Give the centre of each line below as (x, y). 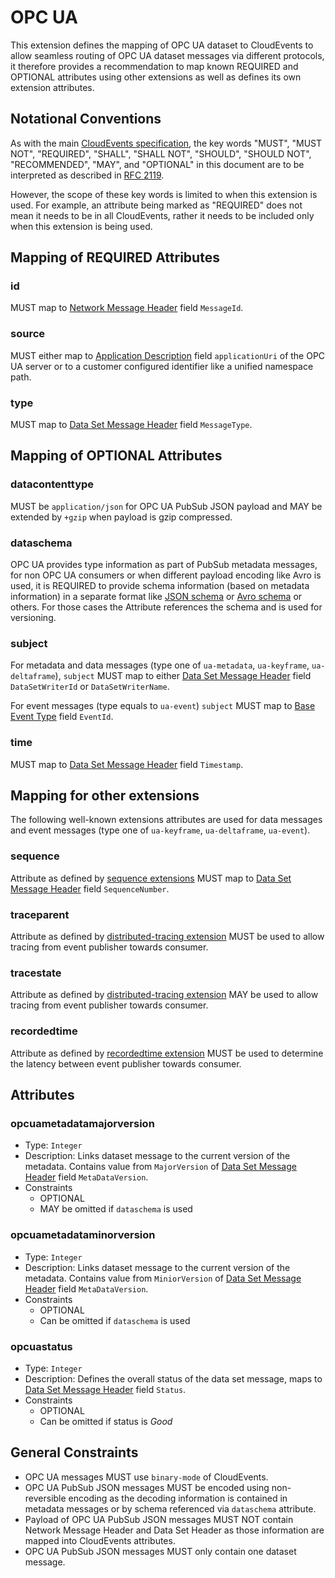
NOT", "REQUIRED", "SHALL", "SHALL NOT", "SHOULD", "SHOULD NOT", (161, 153)
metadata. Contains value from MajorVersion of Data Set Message (160, 1167)
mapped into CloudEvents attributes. (100, 1540)
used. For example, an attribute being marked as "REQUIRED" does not (156, 205)
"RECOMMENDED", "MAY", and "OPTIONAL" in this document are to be (157, 164)
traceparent (40, 914)
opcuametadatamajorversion (82, 1123)
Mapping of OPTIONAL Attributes (116, 456)
